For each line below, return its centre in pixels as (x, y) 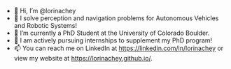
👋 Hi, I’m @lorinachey (45, 11)
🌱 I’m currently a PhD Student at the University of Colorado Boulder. (112, 33)
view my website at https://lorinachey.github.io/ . (83, 58)
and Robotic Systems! (45, 25)
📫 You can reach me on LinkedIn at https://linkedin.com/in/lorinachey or (119, 48)
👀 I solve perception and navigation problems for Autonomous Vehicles (116, 18)
